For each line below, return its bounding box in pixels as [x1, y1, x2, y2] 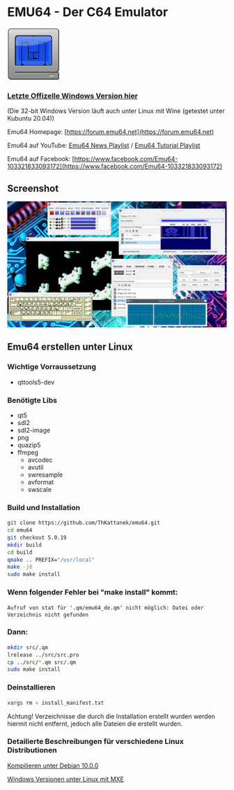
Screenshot [7, 182, 59, 194]
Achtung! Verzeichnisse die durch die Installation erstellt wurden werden [7, 712, 216, 720]
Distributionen [7, 745, 57, 755]
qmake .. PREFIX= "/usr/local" [7, 556, 95, 563]
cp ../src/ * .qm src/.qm [7, 659, 77, 666]
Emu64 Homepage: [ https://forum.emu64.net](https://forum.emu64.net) [7, 128, 214, 136]
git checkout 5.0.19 [7, 534, 68, 541]
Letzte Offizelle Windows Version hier [7, 91, 138, 100]
